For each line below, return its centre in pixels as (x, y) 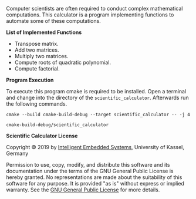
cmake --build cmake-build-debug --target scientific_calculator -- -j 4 (98, 114)
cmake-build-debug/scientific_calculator (58, 125)
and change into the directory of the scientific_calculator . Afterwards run (97, 97)
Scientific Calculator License (42, 136)
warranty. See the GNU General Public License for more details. (83, 190)
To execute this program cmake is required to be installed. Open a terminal (96, 91)
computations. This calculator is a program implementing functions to (90, 15)
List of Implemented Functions (44, 32)
